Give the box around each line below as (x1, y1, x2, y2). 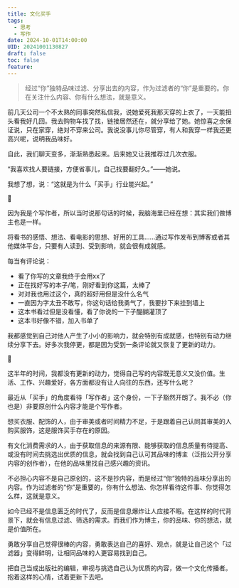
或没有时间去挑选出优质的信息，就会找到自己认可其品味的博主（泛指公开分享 (7, 449, 232, 459)
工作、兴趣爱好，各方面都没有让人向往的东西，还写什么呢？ (19, 378, 194, 386)
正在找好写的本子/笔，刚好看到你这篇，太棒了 (17, 280, 152, 289)
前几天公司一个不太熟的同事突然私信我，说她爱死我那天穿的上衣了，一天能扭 (7, 107, 232, 116)
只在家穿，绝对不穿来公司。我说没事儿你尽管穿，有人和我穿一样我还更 (26, 125, 232, 134)
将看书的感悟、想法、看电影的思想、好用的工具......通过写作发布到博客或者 (7, 232, 224, 241)
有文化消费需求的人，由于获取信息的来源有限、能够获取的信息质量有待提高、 (7, 441, 232, 449)
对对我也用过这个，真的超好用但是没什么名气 (17, 289, 149, 298)
